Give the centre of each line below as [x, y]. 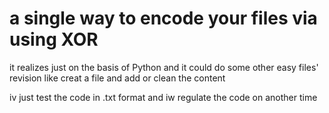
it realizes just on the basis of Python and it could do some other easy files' [164, 67]
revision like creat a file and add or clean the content [117, 78]
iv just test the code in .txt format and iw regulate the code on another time [163, 97]
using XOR [54, 39]
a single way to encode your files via [163, 18]
